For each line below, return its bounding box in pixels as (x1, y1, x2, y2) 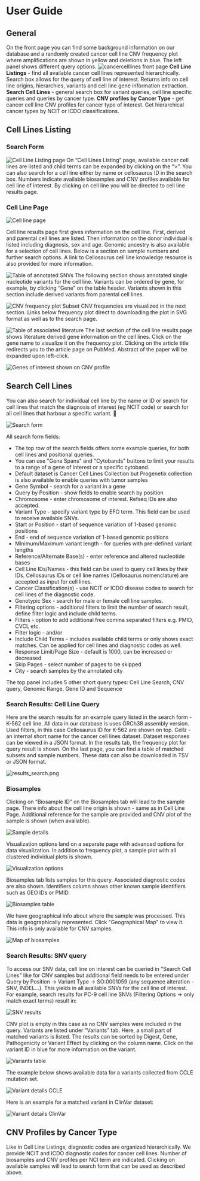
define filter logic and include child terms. (14, 609, 118, 617)
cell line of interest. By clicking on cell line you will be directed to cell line (6, 181, 185, 189)
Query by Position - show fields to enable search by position (14, 489, 164, 496)
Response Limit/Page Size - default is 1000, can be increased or (14, 648, 173, 655)
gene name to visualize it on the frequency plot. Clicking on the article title (6, 339, 189, 347)
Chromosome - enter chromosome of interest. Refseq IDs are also (14, 495, 177, 502)
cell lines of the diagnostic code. (14, 591, 96, 598)
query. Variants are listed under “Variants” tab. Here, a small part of (6, 1027, 172, 1034)
